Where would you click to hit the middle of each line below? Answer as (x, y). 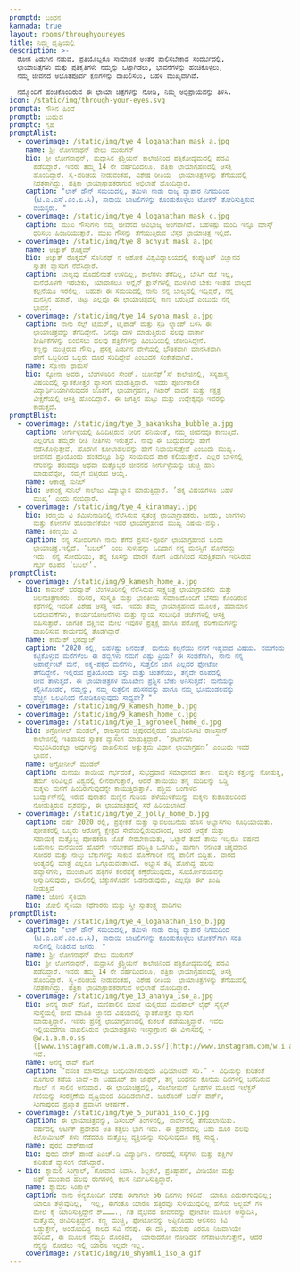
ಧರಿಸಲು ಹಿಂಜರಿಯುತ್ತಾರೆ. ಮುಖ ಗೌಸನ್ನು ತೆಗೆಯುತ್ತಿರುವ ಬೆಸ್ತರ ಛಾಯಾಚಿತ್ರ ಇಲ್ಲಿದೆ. (133, 233)
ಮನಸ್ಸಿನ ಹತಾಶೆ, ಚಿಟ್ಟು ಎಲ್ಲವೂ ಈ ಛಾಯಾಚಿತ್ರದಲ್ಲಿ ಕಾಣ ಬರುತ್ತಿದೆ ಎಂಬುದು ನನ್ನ (131, 299)
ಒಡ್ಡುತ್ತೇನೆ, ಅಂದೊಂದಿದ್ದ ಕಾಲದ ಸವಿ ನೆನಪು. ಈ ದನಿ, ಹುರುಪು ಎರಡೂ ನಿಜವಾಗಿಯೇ (137, 1228)
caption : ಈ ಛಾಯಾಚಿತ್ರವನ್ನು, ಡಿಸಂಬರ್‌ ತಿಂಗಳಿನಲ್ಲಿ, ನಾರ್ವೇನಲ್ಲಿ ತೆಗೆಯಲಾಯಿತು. (131, 1121)
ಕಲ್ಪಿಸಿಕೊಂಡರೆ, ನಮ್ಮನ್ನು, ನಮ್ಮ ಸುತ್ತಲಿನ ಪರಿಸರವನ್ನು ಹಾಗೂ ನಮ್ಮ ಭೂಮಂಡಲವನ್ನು (133, 689)
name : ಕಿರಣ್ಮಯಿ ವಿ (51, 532)
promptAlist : (33, 133)
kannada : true (36, 26)
